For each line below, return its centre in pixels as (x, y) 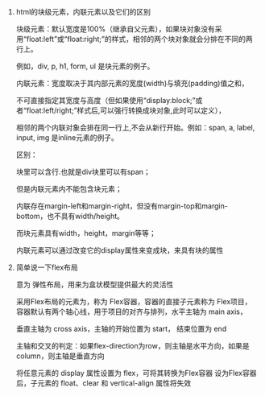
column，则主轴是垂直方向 (60, 356)
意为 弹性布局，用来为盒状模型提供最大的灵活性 (95, 285)
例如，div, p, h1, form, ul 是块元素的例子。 (85, 66)
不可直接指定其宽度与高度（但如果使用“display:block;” (106, 100)
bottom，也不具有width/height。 (70, 216)
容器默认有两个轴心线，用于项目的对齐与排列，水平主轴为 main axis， (131, 311)
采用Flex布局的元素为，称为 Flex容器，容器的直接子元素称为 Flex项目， (134, 301)
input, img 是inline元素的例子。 (67, 138)
